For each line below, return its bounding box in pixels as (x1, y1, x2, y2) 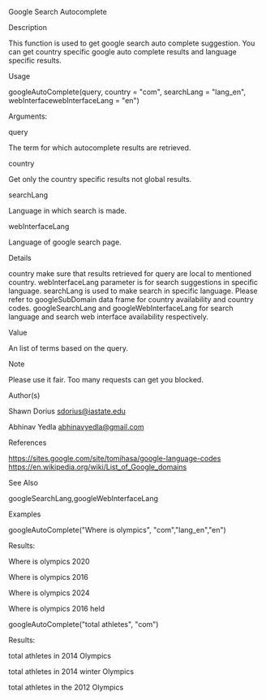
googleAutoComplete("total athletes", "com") (8, 620, 159, 629)
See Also (8, 478, 39, 487)
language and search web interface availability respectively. (8, 312, 209, 322)
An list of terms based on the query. (8, 344, 128, 352)
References (8, 438, 47, 447)
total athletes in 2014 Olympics (8, 651, 112, 660)
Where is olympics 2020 (8, 556, 91, 566)
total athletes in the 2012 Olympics (8, 682, 124, 692)
